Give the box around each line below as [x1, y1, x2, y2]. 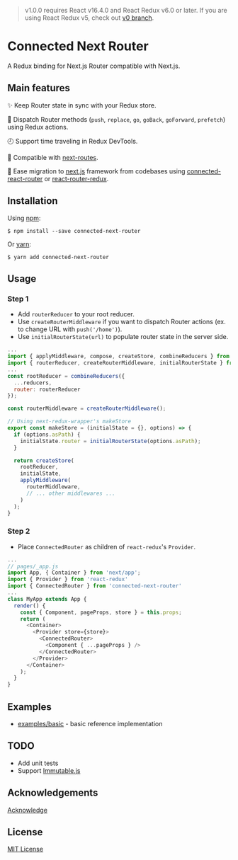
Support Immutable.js [17, 766, 81, 774]
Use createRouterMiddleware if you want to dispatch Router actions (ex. [17, 318, 226, 326]
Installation [7, 195, 58, 207]
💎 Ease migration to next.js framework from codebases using [7, 166, 186, 176]
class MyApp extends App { [7, 595, 87, 602]
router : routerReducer [13, 386, 81, 393]
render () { [13, 602, 46, 609]
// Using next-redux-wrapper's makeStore [7, 418, 132, 425]
